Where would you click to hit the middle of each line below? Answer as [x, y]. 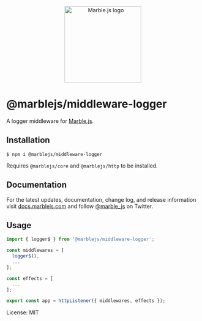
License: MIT [23, 312]
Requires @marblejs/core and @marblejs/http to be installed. [82, 166]
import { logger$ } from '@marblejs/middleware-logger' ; [80, 239]
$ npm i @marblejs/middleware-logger [54, 154]
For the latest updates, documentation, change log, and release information [101, 199]
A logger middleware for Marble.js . [50, 121]
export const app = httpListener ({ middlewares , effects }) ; [86, 301]
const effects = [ [30, 278]
